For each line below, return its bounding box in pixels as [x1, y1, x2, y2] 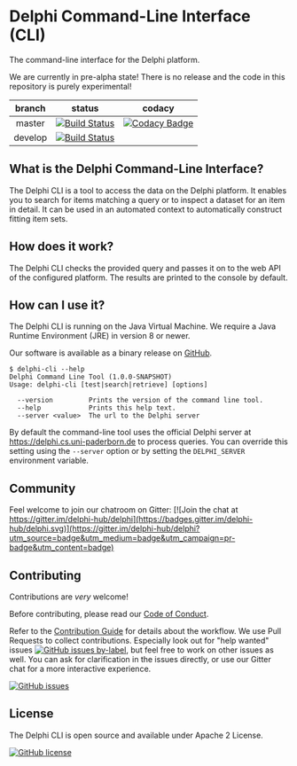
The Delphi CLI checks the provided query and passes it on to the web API [9, 262, 281, 273]
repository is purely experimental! [9, 81, 132, 91]
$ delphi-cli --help [9, 365, 86, 374]
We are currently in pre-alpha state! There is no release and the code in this [9, 71, 285, 82]
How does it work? [9, 239, 114, 254]
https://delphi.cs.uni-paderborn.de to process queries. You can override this [9, 436, 288, 447]
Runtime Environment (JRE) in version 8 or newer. [9, 331, 191, 341]
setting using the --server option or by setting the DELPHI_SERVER [9, 446, 246, 457]
